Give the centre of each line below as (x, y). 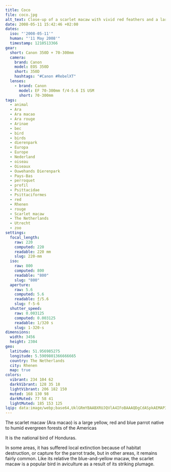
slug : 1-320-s (29, 327)
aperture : (20, 285)
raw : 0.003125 (29, 313)
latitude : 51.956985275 (35, 351)
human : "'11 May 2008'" (35, 39)
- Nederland (23, 157)
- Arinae (19, 124)
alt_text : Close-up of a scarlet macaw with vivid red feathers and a (82, 19)
